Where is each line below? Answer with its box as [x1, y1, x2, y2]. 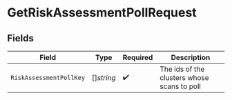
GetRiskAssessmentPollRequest [7, 5, 197, 21]
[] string [91, 73, 116, 82]
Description [171, 53, 211, 62]
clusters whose [159, 73, 209, 82]
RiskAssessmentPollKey [10, 74, 85, 81]
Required [122, 53, 153, 62]
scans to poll [159, 81, 202, 91]
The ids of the [159, 64, 205, 74]
